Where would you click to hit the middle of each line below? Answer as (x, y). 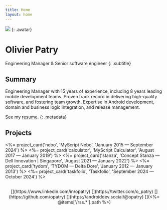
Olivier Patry (32, 49)
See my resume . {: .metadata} (36, 117)
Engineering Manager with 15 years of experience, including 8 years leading (83, 91)
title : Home (18, 10)
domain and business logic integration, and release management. (73, 107)
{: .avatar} (22, 29)
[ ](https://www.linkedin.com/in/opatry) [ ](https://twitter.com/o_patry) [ (83, 191)
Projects (19, 133)
